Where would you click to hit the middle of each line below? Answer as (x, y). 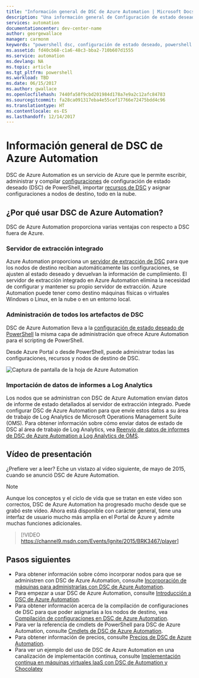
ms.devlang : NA (25, 61)
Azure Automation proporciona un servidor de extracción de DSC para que (97, 261)
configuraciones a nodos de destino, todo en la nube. (71, 194)
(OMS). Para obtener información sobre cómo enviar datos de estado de (94, 423)
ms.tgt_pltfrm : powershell (39, 72)
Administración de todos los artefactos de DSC (75, 315)
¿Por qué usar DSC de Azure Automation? (85, 212)
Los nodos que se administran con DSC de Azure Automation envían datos (97, 398)
